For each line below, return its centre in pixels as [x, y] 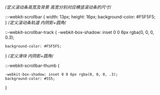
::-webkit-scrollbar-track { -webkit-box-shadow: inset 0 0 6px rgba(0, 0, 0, [80, 32]
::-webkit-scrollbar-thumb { [32, 65]
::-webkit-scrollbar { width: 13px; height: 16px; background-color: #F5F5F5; [80, 17]
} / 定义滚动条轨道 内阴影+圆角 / [36, 23]
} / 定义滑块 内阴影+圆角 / [29, 56]
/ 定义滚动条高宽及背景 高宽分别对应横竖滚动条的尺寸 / [58, 7]
